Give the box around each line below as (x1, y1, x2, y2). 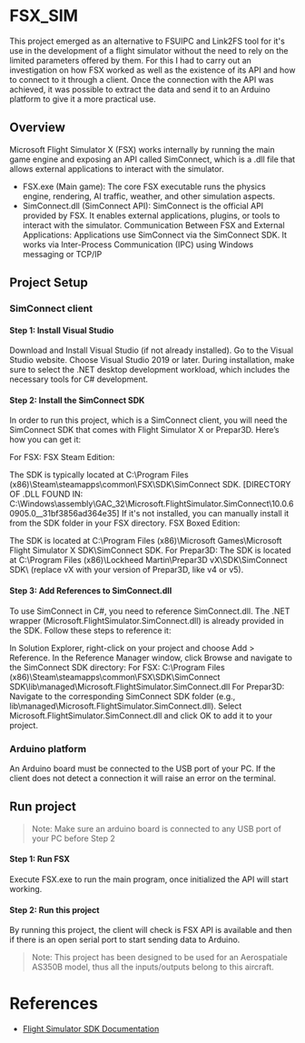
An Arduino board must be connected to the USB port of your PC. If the (9, 763, 276, 774)
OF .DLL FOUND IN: (9, 488, 84, 500)
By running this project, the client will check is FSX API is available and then (9, 925, 292, 936)
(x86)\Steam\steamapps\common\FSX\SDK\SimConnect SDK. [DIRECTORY (9, 479, 291, 490)
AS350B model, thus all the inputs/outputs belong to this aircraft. (31, 961, 274, 973)
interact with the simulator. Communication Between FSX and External (22, 219, 285, 230)
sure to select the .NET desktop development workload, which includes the (9, 365, 290, 376)
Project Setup (9, 275, 89, 291)
